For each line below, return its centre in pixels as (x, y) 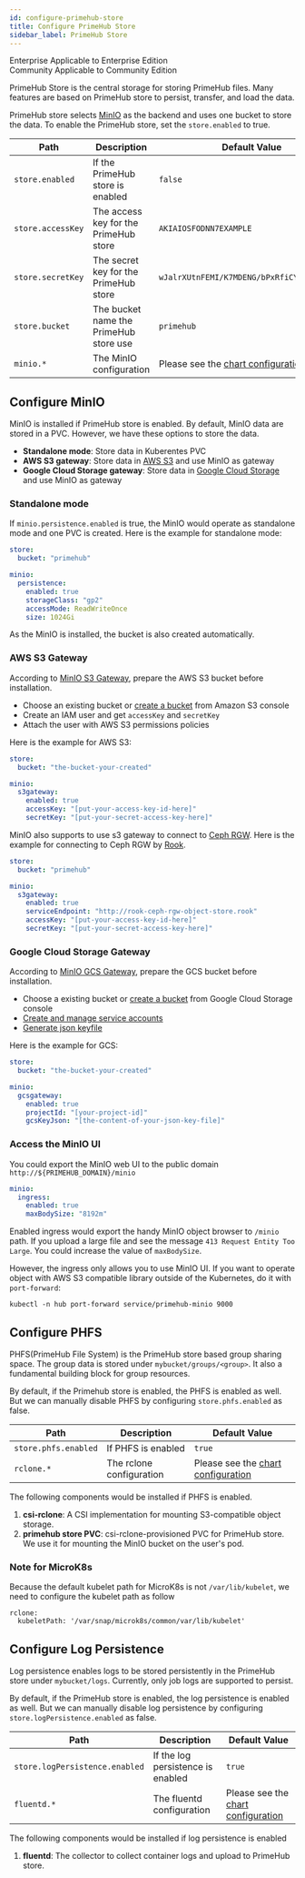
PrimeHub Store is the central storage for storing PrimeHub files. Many (142, 88)
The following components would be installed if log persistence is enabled (148, 1838)
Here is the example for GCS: (64, 1045)
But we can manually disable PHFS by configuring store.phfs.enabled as (146, 1400)
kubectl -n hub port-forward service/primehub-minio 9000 (121, 1305)
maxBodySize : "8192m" (66, 1214)
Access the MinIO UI (55, 1145)
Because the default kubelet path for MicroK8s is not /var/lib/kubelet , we (150, 1587)
